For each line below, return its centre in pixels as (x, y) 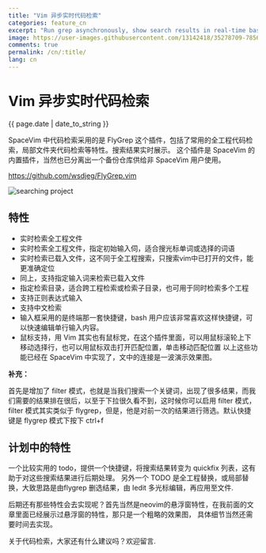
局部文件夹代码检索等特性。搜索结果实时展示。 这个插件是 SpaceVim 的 (139, 150)
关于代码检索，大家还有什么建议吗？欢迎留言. (82, 541)
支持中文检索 (40, 307)
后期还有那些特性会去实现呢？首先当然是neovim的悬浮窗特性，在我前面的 (128, 505)
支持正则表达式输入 (51, 297)
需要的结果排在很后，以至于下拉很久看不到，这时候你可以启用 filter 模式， (135, 400)
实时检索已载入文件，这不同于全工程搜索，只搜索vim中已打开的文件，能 (137, 258)
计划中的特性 (40, 448)
